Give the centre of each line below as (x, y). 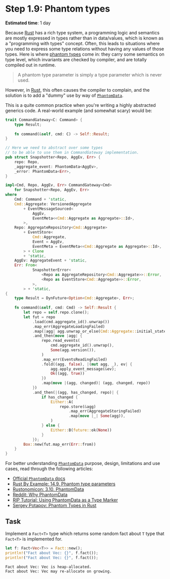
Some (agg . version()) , (73, 350)
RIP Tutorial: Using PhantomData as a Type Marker (65, 500)
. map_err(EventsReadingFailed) (74, 359)
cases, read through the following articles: (49, 469)
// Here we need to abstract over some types (54, 148)
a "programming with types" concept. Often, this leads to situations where (83, 43)
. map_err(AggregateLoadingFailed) (69, 326)
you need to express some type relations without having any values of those (85, 49)
